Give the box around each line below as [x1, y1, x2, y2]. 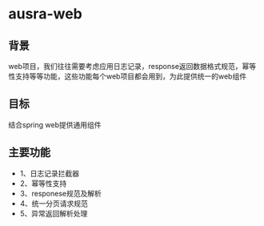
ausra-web [8, 5, 82, 23]
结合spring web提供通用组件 [8, 119, 102, 129]
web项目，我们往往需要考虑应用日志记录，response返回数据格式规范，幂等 [8, 62, 257, 71]
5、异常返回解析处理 [19, 208, 88, 218]
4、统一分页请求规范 [19, 198, 88, 208]
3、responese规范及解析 [19, 188, 102, 198]
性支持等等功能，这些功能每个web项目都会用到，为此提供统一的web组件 [8, 71, 246, 81]
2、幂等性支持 [19, 178, 67, 188]
